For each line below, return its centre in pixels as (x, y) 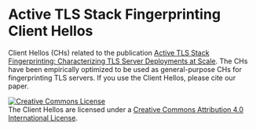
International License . (43, 117)
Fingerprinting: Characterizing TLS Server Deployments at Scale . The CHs (128, 61)
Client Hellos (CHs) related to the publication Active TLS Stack (109, 52)
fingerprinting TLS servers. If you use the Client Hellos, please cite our (122, 78)
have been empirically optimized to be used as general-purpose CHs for (125, 69)
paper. (18, 86)
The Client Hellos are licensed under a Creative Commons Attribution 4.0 (126, 109)
